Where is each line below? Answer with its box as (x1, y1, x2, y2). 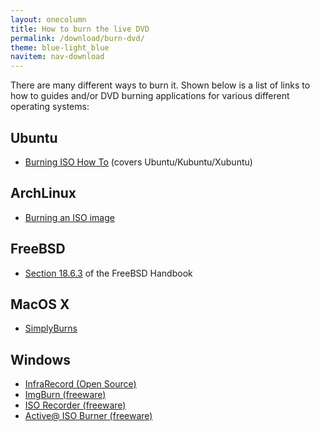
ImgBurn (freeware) (24, 389, 107, 401)
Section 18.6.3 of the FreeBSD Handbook (24, 267, 193, 279)
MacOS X (10, 296, 70, 313)
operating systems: (10, 101, 90, 113)
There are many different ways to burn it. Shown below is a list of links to (10, 79, 311, 91)
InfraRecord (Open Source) (24, 378, 137, 390)
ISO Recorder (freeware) (24, 399, 127, 411)
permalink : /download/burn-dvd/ (10, 33, 145, 43)
